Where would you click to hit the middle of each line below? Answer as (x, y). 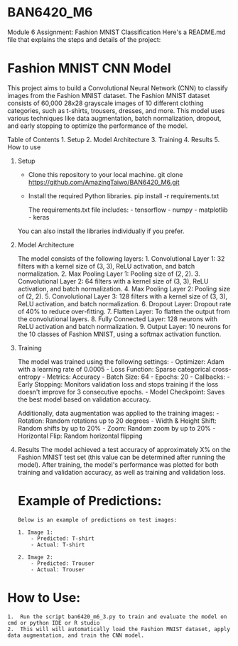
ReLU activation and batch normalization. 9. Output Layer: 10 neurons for (124, 326)
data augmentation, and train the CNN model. (76, 635)
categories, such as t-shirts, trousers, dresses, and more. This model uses (116, 110)
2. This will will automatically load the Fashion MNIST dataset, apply (119, 629)
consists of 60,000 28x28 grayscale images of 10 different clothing (106, 103)
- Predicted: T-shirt (63, 538)
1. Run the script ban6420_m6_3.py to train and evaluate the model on (117, 617)
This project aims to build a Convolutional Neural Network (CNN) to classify (118, 88)
